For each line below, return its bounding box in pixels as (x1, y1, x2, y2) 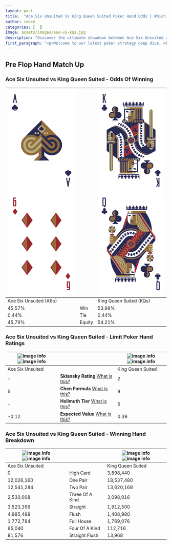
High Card (69, 470, 91, 476)
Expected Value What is (60, 411, 112, 417)
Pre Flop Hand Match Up (5, 60, 84, 69)
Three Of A (69, 491, 93, 497)
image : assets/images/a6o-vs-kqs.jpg (5, 30, 86, 35)
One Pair (69, 477, 88, 483)
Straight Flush (69, 532, 99, 538)
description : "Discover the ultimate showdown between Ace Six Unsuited (5, 35, 164, 41)
